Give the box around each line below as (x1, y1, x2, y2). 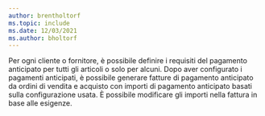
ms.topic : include (8, 19, 70, 27)
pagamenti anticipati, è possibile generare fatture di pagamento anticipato (8, 73, 254, 82)
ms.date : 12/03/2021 (8, 26, 78, 34)
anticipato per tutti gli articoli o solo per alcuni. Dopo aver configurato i (8, 65, 243, 74)
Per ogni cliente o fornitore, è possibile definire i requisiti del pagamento (8, 56, 248, 66)
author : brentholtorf (8, 11, 81, 20)
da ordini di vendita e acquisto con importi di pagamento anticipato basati (8, 82, 252, 91)
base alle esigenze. (8, 98, 72, 108)
